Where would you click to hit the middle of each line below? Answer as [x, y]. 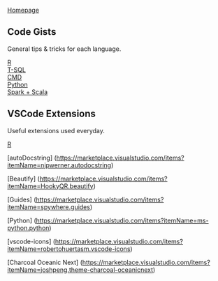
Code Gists [32, 32]
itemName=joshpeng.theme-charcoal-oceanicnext [80, 269]
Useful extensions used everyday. [56, 130]
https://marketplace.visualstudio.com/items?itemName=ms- [122, 220]
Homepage [23, 10]
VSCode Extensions [52, 114]
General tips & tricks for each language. [64, 49]
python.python [28, 228]
